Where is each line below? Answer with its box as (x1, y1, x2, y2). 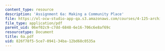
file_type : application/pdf (5, 20, 63, 26)
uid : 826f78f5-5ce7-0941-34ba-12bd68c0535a (5, 39, 96, 44)
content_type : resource (5, 7, 54, 12)
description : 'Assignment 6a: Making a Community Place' (5, 12, 124, 17)
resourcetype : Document (5, 30, 54, 34)
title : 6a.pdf (5, 34, 34, 39)
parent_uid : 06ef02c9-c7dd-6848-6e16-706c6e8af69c (5, 25, 111, 30)
